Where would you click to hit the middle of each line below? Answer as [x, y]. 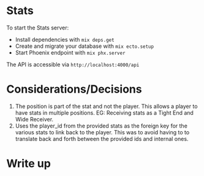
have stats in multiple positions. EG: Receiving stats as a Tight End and [104, 113]
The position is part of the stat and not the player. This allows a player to [106, 106]
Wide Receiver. [34, 119]
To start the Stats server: [38, 28]
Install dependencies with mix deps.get [65, 39]
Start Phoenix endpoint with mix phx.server [70, 52]
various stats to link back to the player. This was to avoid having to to [102, 132]
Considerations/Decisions [74, 89]
